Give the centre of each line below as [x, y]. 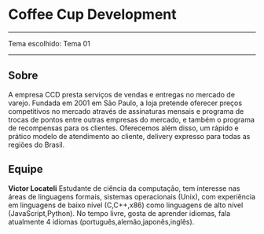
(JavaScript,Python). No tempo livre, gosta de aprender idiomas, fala [119, 213]
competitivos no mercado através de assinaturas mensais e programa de [126, 111]
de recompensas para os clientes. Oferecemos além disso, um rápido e [123, 128]
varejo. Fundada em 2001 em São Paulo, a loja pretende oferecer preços [125, 103]
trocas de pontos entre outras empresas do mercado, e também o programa [132, 119]
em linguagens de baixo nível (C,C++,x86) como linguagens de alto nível [126, 205]
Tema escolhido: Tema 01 [49, 43]
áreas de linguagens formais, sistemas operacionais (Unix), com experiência [132, 196]
